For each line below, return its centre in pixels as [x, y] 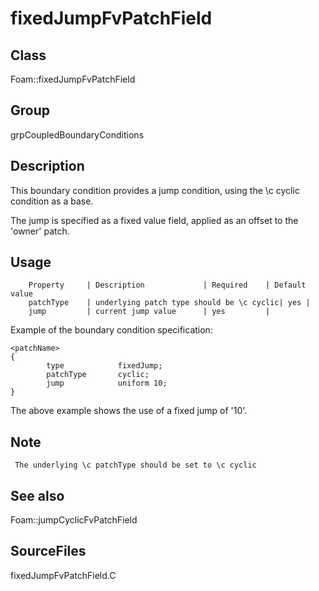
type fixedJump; [104, 366]
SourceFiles [48, 551]
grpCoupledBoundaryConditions [77, 134]
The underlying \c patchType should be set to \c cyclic [135, 465]
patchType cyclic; [98, 375]
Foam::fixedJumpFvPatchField [73, 79]
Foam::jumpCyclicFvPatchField [74, 520]
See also [37, 495]
